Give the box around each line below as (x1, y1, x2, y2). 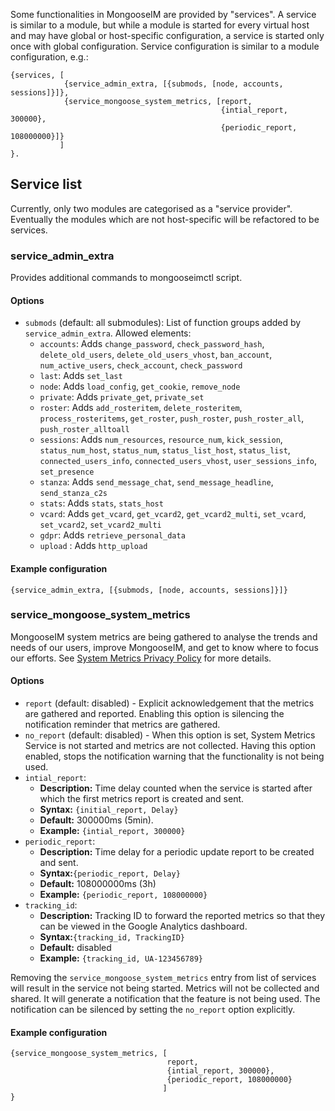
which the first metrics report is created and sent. (39, 793, 245, 805)
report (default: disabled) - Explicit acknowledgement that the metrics (24, 697, 315, 709)
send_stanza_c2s (39, 489, 108, 499)
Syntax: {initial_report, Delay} (39, 804, 179, 816)
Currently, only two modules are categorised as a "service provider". (10, 202, 293, 214)
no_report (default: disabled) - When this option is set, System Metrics (24, 729, 316, 741)
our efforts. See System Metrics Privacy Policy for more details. (10, 652, 272, 664)
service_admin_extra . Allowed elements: (24, 327, 192, 339)
